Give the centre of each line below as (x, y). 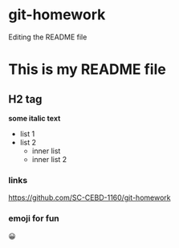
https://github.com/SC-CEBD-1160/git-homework (89, 197)
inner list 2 (49, 159)
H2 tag (25, 99)
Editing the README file (48, 37)
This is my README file (87, 69)
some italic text (35, 118)
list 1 (27, 133)
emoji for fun (34, 218)
